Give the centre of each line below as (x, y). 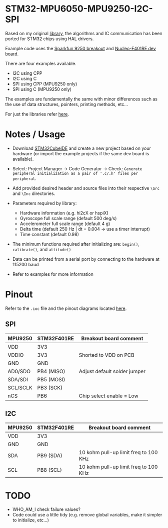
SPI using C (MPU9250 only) (42, 89)
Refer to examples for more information (53, 274)
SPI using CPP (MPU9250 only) (45, 84)
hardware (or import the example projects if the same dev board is (80, 153)
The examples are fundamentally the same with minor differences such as (81, 99)
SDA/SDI (18, 379)
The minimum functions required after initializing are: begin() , (76, 244)
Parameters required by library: (44, 203)
